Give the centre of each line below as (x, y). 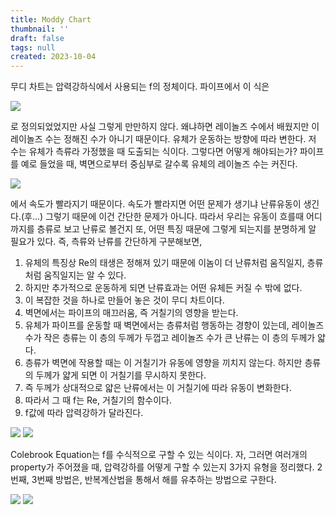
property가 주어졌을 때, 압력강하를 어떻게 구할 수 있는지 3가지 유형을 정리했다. (162, 467)
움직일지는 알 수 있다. (85, 275)
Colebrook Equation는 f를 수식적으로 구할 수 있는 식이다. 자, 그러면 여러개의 (159, 455)
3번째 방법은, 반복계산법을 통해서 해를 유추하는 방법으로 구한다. (154, 480)
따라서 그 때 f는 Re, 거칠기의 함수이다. (98, 400)
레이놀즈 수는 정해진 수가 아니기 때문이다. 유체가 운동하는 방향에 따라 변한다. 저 (163, 139)
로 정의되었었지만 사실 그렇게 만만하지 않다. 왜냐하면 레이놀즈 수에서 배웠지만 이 (165, 127)
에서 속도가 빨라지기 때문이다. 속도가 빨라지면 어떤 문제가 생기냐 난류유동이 (156, 204)
